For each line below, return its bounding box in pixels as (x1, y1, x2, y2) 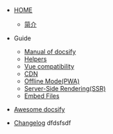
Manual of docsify (24, 48, 76, 56)
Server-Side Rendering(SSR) (24, 85, 106, 92)
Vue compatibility (24, 62, 75, 70)
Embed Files (24, 92, 60, 100)
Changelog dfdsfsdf (13, 119, 71, 127)
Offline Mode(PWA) (24, 77, 80, 85)
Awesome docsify (13, 106, 65, 113)
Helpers (24, 55, 47, 63)
